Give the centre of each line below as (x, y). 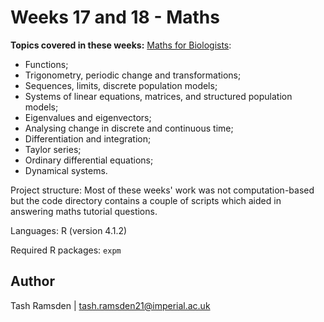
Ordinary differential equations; (89, 160)
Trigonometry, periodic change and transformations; (133, 75)
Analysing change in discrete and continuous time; (129, 128)
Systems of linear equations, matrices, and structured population (158, 96)
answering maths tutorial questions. (84, 211)
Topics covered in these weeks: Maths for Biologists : (121, 45)
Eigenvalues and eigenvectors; (88, 117)
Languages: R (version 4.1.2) (69, 230)
